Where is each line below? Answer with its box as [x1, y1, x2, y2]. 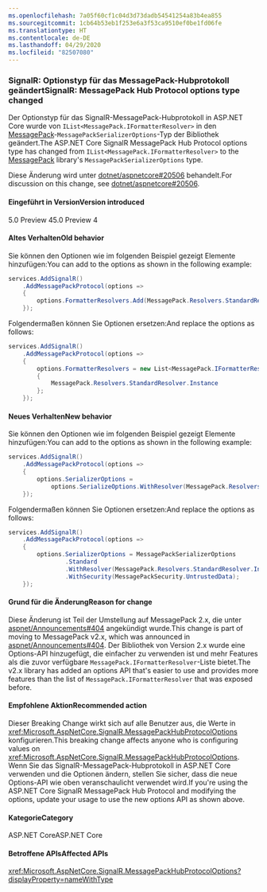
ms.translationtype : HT [8, 26, 87, 34]
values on [8, 743, 41, 753]
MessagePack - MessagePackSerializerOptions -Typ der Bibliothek [8, 130, 219, 139]
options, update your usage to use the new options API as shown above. [8, 794, 245, 804]
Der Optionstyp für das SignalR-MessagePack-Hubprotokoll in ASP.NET [8, 113, 244, 123]
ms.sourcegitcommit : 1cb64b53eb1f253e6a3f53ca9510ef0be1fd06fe [8, 19, 222, 27]
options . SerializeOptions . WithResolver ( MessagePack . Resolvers [50, 482, 261, 490]
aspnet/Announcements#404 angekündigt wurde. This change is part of [8, 623, 244, 633]
